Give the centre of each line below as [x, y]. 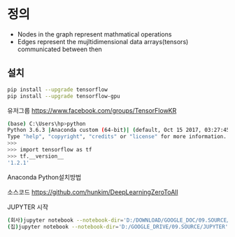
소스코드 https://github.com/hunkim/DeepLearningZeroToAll [93, 192]
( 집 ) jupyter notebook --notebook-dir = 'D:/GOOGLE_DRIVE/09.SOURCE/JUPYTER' [118, 226]
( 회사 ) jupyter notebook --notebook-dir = [65, 220]
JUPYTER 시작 [28, 207]
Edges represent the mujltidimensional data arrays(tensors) [103, 41]
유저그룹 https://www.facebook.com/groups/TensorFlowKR [92, 110]
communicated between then [60, 49]
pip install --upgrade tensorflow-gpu [64, 96]
